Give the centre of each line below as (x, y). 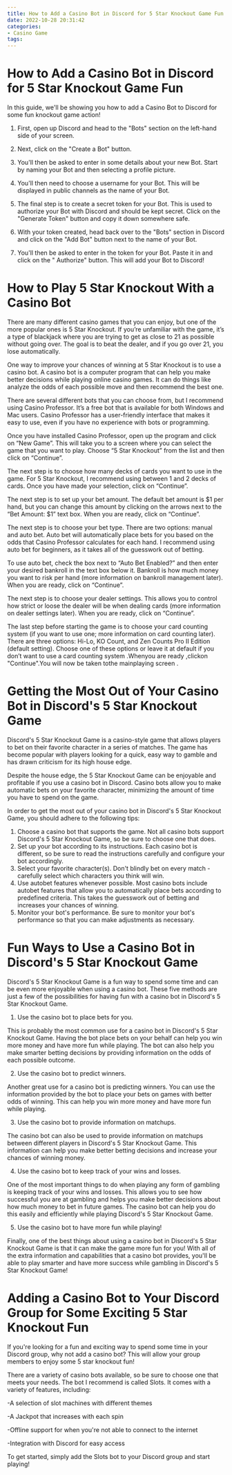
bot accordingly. (40, 861)
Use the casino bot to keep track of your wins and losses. (99, 1171)
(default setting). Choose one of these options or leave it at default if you (111, 649)
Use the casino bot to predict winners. (71, 1073)
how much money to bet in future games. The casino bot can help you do (112, 1206)
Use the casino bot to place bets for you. (75, 1017)
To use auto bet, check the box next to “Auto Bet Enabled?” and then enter (113, 563)
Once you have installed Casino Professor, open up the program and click (112, 436)
